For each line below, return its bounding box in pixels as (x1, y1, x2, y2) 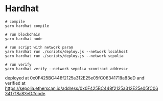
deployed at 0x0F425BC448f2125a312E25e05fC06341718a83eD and (5, 75, 145, 81)
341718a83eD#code (5, 90, 46, 96)
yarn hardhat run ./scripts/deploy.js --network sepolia (5, 53, 124, 58)
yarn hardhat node (5, 36, 43, 41)
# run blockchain (5, 32, 41, 37)
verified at (5, 80, 26, 86)
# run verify (5, 62, 32, 67)
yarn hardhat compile (5, 23, 49, 28)
